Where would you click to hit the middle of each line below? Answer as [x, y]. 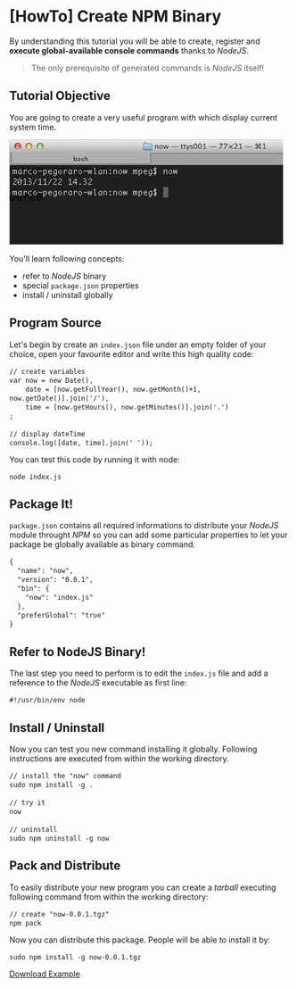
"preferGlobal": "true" [61, 616]
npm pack [25, 923]
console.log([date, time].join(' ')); [81, 443]
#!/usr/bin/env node [48, 701]
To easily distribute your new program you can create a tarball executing [143, 887]
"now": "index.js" [59, 598]
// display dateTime [48, 434]
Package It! [41, 504]
